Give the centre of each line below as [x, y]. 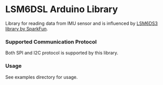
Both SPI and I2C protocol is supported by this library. [62, 53]
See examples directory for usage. [42, 77]
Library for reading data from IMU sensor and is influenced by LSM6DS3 [81, 23]
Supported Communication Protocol [51, 41]
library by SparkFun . [27, 28]
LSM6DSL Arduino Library [62, 9]
